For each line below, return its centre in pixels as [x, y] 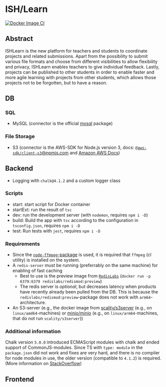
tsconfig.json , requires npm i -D [46, 225]
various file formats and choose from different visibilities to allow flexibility [82, 61]
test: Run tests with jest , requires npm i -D [56, 230]
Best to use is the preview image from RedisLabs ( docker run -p [85, 276]
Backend [19, 168]
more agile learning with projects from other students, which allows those [81, 77]
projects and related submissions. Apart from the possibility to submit [77, 56]
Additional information [33, 331]
